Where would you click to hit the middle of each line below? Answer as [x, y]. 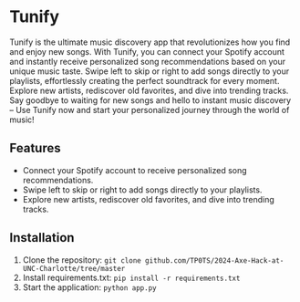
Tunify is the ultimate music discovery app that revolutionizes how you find [150, 42]
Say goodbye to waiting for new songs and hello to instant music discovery [150, 100]
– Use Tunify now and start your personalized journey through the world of [150, 109]
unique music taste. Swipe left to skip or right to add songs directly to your [150, 71]
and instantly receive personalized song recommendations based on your [147, 61]
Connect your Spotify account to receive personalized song [135, 170]
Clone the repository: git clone [82, 260]
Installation [42, 238]
